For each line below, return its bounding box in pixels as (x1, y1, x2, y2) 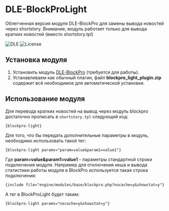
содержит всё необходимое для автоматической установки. (12, 80, 145, 86)
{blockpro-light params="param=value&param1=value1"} (5, 147, 122, 153)
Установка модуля (5, 56, 67, 64)
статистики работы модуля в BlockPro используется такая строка (5, 167, 148, 173)
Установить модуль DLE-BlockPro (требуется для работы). (12, 69, 140, 75)
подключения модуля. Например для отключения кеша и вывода (5, 161, 148, 168)
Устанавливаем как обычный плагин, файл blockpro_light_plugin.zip (12, 75, 161, 81)
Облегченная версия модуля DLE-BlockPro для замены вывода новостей (5, 20, 164, 26)
